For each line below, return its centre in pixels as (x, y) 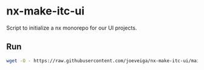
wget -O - (19, 61)
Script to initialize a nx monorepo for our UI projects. (72, 28)
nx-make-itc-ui (46, 11)
